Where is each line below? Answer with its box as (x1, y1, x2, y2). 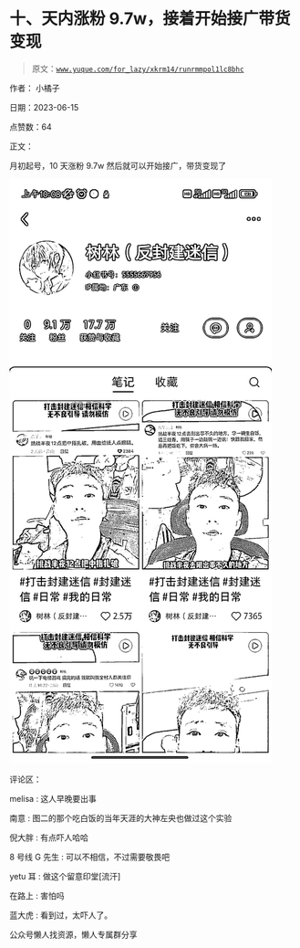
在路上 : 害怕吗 (9, 890, 65, 901)
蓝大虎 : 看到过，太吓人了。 (9, 910, 112, 921)
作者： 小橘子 (9, 82, 60, 93)
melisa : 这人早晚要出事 (9, 793, 98, 804)
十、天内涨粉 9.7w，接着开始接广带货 (9, 8, 291, 29)
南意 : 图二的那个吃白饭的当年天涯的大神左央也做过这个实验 (9, 812, 233, 823)
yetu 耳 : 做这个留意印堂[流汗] (9, 870, 121, 881)
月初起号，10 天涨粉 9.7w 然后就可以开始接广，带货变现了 (9, 160, 226, 171)
